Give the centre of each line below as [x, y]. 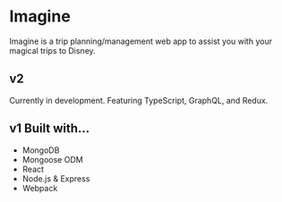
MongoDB [41, 150]
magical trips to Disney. [52, 50]
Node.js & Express [56, 178]
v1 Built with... [50, 128]
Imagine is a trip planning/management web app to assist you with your [141, 41]
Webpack [40, 188]
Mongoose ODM [52, 159]
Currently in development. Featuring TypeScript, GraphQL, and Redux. [139, 100]
